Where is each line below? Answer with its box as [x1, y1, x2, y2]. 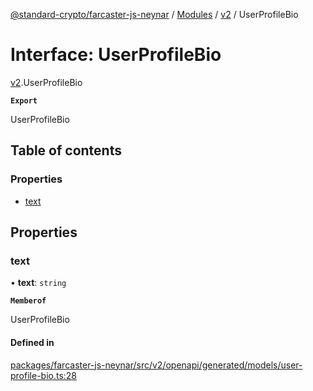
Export [10, 95, 38, 106]
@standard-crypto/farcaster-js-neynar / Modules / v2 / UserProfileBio [10, 9, 299, 20]
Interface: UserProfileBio [10, 44, 222, 66]
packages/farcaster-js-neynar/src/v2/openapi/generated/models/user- [10, 359, 303, 371]
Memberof [10, 296, 47, 306]
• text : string [10, 277, 67, 289]
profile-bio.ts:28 [10, 369, 78, 381]
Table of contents [10, 142, 122, 159]
